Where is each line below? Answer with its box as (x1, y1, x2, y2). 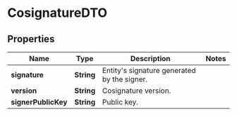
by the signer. (102, 75, 148, 84)
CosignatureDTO (7, 5, 108, 21)
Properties (7, 33, 55, 45)
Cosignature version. (102, 86, 171, 96)
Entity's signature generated (102, 65, 196, 75)
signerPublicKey (11, 97, 68, 107)
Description (130, 54, 171, 63)
